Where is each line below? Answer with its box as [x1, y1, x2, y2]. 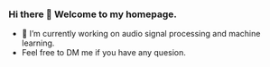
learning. [21, 38, 55, 48]
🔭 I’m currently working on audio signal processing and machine [21, 29, 261, 39]
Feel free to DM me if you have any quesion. [21, 47, 187, 58]
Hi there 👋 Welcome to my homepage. [8, 8, 178, 21]
